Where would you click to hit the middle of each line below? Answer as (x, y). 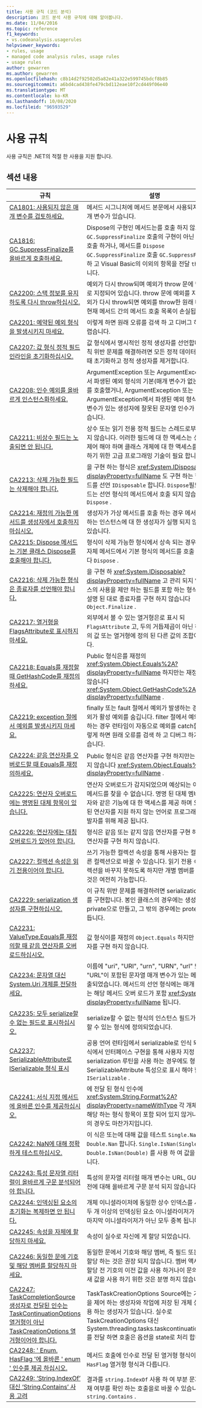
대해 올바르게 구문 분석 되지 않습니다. (148, 1187)
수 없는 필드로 (28, 1023)
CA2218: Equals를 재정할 (44, 667)
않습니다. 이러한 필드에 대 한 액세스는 (143, 438)
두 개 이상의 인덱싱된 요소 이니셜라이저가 (140, 1212)
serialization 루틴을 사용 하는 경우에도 (137, 1061)
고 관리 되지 (178, 581)
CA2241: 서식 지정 (35, 1097)
